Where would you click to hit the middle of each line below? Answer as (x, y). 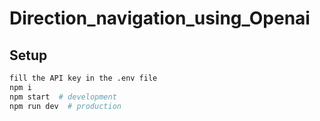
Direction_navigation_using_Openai (160, 18)
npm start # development (63, 97)
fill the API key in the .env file (83, 78)
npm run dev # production (65, 106)
